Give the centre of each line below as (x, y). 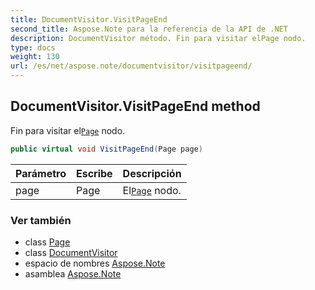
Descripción (152, 173)
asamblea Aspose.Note (73, 273)
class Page (47, 242)
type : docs (33, 47)
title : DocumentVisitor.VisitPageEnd (89, 19)
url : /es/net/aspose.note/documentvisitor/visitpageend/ (131, 66)
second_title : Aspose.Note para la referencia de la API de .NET (149, 29)
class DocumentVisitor (71, 252)
